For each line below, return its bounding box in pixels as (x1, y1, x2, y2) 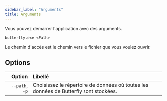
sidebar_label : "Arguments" (5, 7, 64, 12)
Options (5, 58, 31, 67)
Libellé (32, 73, 49, 80)
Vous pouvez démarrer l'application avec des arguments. (5, 25, 122, 31)
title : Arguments (5, 12, 41, 17)
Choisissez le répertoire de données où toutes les (32, 82, 149, 89)
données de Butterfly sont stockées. (32, 88, 118, 95)
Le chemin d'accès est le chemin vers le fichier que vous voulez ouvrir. (5, 44, 151, 50)
